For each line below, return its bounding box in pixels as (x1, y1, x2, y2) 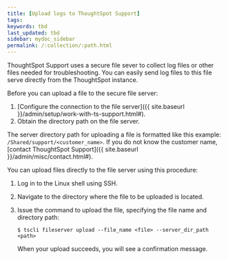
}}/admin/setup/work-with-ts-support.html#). (17, 110, 146, 118)
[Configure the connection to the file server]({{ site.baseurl (17, 103, 185, 110)
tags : (7, 17, 23, 23)
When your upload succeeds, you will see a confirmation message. (17, 245, 208, 252)
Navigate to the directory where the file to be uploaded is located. (17, 192, 205, 201)
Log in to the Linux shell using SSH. (17, 179, 118, 187)
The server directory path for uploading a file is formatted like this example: (7, 130, 222, 139)
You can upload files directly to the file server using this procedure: (7, 166, 198, 174)
